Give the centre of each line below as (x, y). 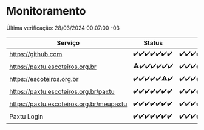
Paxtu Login (26, 117)
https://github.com (36, 54)
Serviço (68, 42)
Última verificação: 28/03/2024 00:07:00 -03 (63, 28)
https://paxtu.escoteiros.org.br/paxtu (62, 92)
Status (153, 42)
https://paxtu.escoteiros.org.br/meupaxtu (68, 104)
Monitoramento (46, 11)
